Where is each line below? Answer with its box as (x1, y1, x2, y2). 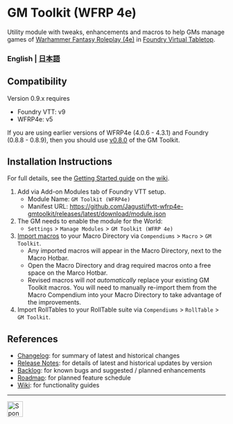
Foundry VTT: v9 (17, 108, 66, 116)
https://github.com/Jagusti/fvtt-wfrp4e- (69, 203, 184, 211)
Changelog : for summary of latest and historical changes (17, 352, 180, 360)
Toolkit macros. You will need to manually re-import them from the (27, 283, 217, 292)
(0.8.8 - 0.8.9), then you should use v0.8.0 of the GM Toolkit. (7, 135, 180, 144)
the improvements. (27, 298, 82, 307)
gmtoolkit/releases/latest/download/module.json (27, 210, 166, 218)
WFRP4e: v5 (17, 115, 53, 123)
